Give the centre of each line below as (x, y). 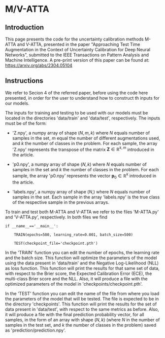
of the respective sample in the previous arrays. (61, 202)
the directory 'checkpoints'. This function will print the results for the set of (81, 304)
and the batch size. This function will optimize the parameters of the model (81, 258)
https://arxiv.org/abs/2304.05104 (39, 65)
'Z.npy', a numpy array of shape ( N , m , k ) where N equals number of (81, 133)
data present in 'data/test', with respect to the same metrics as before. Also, (82, 309)
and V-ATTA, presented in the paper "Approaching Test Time (79, 44)
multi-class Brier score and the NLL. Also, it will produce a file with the (76, 279)
